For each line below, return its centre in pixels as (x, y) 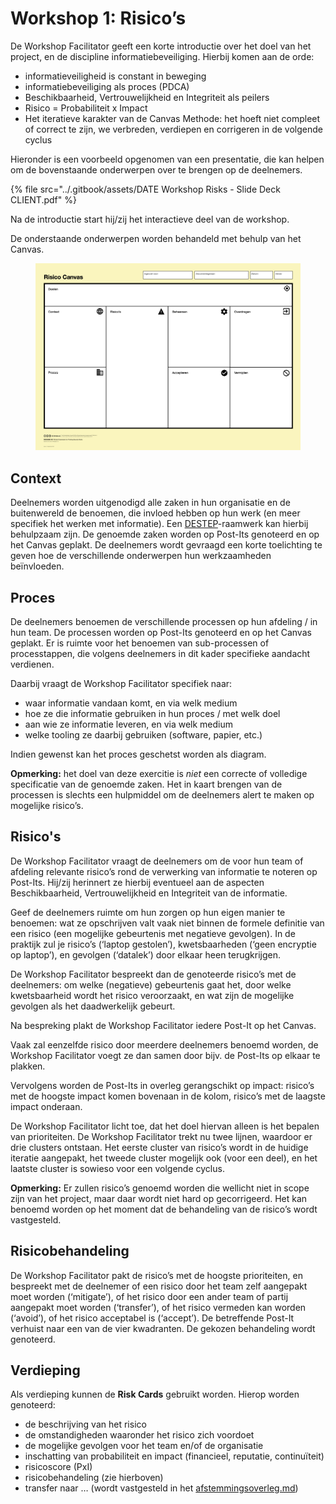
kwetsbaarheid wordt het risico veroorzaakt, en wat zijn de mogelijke (152, 995)
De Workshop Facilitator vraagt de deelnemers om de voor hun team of (157, 861)
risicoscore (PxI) (58, 1467)
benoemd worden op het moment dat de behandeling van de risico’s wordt (164, 1209)
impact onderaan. (46, 1106)
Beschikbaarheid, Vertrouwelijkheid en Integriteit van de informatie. (149, 893)
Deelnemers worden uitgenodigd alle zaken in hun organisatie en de (150, 503)
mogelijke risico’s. (47, 805)
